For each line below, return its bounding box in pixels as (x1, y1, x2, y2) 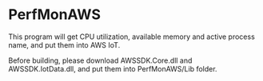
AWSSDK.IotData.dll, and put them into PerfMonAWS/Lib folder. (8, 64, 217, 73)
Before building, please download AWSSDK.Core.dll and (8, 56, 193, 65)
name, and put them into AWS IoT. (8, 40, 121, 49)
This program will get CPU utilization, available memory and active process (8, 32, 256, 41)
